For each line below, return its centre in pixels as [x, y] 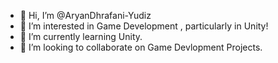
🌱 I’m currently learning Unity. [81, 36]
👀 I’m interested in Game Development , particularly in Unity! [144, 26]
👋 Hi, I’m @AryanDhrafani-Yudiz [85, 15]
